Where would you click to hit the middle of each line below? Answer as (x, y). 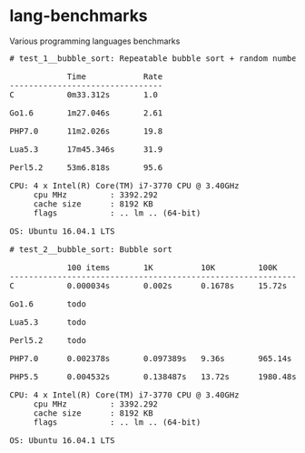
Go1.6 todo (48, 304)
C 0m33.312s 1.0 (84, 95)
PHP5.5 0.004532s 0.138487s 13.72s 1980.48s (153, 377)
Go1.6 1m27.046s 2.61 (86, 113)
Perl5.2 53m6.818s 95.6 (86, 167)
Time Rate (115, 76)
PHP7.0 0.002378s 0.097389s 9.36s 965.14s (151, 358)
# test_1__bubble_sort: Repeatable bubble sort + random (139, 58)
